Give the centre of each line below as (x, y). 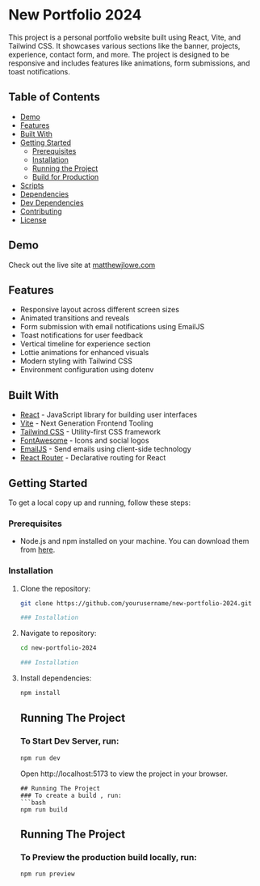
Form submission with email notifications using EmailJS (112, 327)
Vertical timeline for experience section (85, 344)
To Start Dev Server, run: (69, 741)
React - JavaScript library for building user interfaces (109, 415)
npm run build (44, 810)
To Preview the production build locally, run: (109, 857)
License (33, 219)
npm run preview (47, 874)
